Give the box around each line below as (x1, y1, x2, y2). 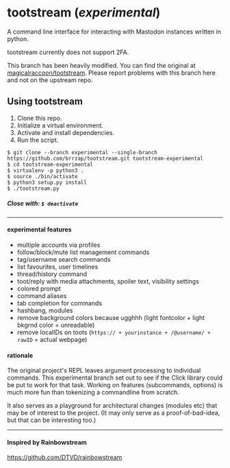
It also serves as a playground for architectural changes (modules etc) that (7, 402, 218, 410)
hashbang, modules (16, 306, 73, 315)
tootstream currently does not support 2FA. (7, 48, 129, 56)
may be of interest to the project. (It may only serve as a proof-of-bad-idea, (7, 409, 220, 417)
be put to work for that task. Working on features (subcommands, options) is (7, 381, 223, 389)
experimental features (7, 225, 72, 234)
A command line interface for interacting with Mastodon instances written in (7, 27, 221, 36)
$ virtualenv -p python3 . (7, 167, 84, 174)
